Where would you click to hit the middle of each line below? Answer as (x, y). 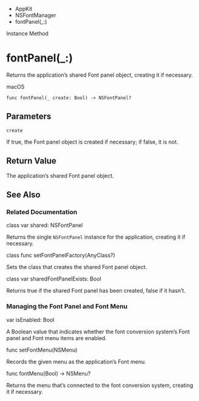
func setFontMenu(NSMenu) (42, 350)
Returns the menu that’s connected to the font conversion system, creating (100, 385)
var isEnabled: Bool (30, 319)
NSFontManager (35, 15)
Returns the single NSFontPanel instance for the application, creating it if (96, 237)
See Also (23, 194)
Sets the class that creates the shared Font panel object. (77, 267)
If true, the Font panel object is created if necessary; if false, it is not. (92, 142)
